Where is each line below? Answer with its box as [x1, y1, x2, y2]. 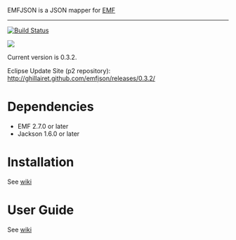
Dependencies [7, 99, 94, 115]
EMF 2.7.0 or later [17, 122, 69, 130]
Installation [7, 154, 74, 170]
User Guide [7, 202, 74, 218]
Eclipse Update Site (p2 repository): [7, 67, 111, 75]
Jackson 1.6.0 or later [17, 130, 80, 138]
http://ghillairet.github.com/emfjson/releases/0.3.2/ [7, 74, 156, 82]
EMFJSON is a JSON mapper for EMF [7, 6, 116, 14]
